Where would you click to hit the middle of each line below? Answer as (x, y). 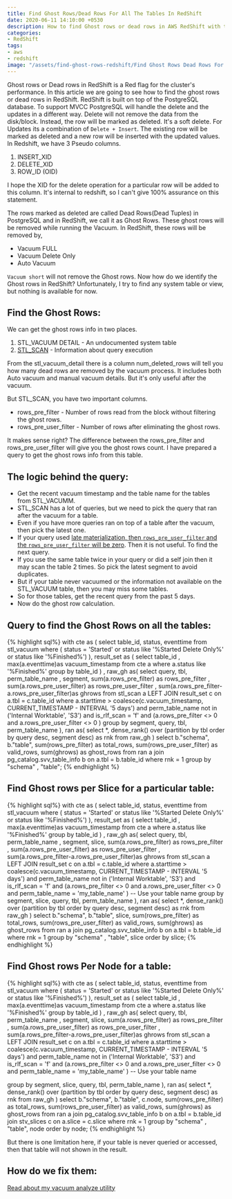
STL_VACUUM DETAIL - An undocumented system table (97, 343)
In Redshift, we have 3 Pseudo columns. (64, 143)
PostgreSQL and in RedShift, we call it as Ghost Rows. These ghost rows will (116, 220)
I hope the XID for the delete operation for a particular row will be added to (113, 185)
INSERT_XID (34, 157)
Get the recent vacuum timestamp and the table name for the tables (114, 493)
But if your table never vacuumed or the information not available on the (119, 582)
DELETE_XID (35, 164)
